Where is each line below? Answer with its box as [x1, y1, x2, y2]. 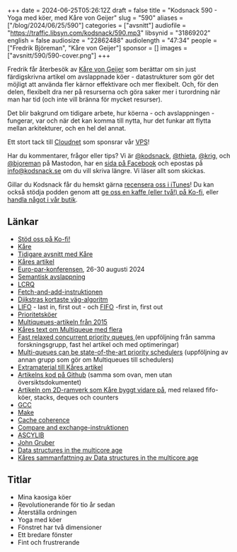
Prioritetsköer [17, 310, 58, 319]
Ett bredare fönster [17, 530, 73, 539]
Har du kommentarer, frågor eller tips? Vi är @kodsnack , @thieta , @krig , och [7, 152, 231, 160]
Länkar [7, 216, 39, 228]
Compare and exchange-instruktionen [17, 423, 129, 431]
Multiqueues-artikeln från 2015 [17, 317, 108, 326]
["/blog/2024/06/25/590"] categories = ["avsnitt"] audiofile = [7, 21, 187, 29]
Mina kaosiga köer [17, 492, 72, 501]
